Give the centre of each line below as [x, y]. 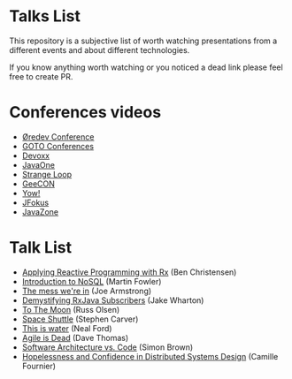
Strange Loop [47, 174]
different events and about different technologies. [100, 49]
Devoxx [36, 155]
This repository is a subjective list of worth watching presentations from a [143, 41]
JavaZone [40, 212]
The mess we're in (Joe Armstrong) [87, 291]
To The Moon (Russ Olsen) [71, 309]
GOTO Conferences [58, 146]
